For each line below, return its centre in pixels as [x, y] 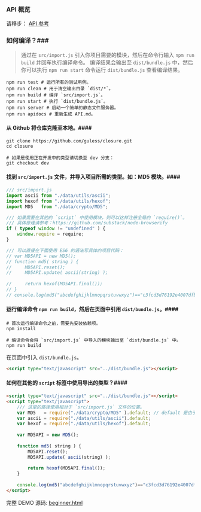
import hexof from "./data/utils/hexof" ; [59, 201]
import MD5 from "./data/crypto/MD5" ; [57, 207]
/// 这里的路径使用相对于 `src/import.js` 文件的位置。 [81, 407]
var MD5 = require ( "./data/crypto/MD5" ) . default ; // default [99, 413]
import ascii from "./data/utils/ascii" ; [59, 196]
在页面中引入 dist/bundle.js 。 [44, 357]
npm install [21, 328]
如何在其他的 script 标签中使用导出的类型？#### [67, 383]
